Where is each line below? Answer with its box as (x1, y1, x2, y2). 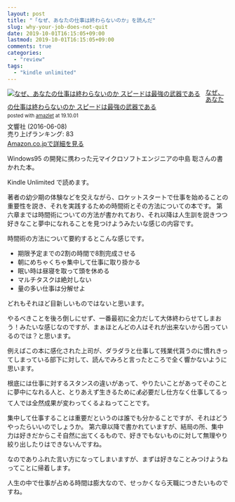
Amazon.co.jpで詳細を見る (7, 139, 84, 147)
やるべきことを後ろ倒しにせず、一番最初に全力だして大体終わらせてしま (7, 314, 216, 322)
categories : (7, 50, 42, 57)
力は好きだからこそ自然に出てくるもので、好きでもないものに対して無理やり (7, 431, 228, 440)
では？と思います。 (19, 331, 75, 340)
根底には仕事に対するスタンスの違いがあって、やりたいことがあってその (7, 378, 215, 387)
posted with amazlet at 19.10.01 (7, 112, 79, 119)
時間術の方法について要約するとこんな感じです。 (7, 234, 149, 242)
